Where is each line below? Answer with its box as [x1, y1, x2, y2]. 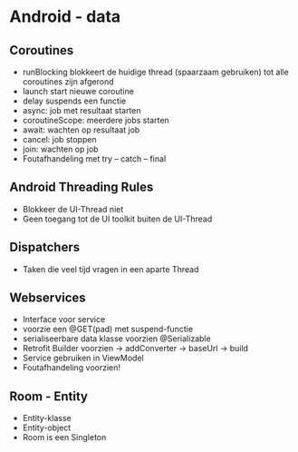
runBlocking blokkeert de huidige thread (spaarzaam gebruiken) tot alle [22, 66, 290, 77]
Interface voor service [22, 314, 106, 325]
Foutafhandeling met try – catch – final [22, 153, 167, 164]
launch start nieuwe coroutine [22, 86, 134, 96]
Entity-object [22, 422, 72, 433]
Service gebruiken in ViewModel [22, 352, 144, 364]
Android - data [9, 6, 121, 27]
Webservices [9, 290, 86, 306]
